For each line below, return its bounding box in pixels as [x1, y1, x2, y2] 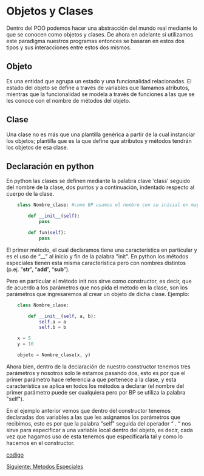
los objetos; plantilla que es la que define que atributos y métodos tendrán [6, 137, 192, 144]
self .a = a [38, 319, 67, 325]
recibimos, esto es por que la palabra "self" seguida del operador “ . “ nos [6, 419, 191, 427]
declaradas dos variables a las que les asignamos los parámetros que [6, 413, 181, 421]
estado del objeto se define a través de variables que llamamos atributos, [6, 84, 190, 91]
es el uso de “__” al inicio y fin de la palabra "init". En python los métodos [6, 252, 189, 260]
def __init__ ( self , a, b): [28, 313, 97, 319]
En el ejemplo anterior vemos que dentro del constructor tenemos [6, 407, 171, 414]
